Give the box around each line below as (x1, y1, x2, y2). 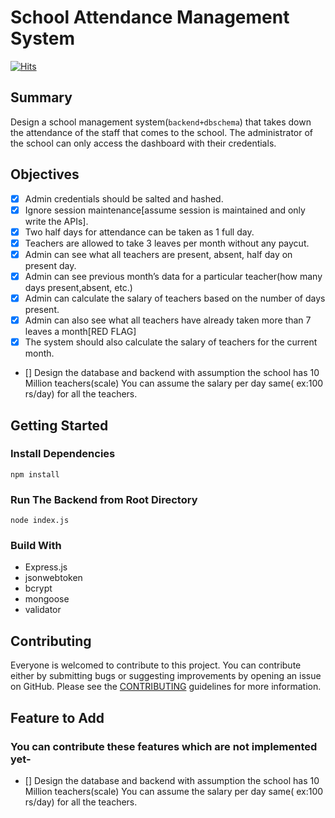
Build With (10, 539, 62, 553)
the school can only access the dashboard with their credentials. (10, 137, 277, 149)
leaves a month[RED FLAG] (24, 326, 137, 338)
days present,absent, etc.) (24, 281, 133, 293)
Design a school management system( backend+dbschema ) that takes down (10, 116, 312, 128)
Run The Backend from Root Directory (10, 492, 198, 506)
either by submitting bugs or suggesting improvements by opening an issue (10, 670, 322, 682)
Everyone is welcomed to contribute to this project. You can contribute (10, 659, 302, 671)
